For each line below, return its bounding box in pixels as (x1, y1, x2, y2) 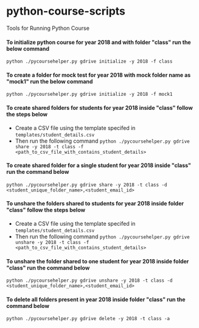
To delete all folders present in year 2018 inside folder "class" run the (6, 296, 186, 303)
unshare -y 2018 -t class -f (15, 239, 89, 245)
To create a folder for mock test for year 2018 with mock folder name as (6, 71, 191, 79)
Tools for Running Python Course (6, 24, 90, 32)
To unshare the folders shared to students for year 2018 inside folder (6, 200, 184, 207)
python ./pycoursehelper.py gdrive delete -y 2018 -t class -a (6, 316, 170, 322)
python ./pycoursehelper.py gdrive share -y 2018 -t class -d (6, 182, 167, 188)
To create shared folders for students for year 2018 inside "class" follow (6, 104, 193, 111)
